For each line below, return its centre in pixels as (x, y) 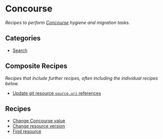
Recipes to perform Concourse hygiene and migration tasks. (68, 22)
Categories (23, 38)
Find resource (27, 131)
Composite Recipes (36, 66)
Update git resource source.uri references (57, 93)
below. (12, 83)
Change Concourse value (39, 121)
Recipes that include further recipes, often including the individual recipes (81, 78)
